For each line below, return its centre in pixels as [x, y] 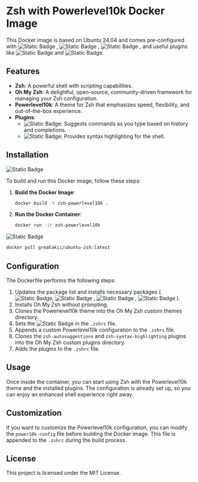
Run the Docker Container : [48, 215]
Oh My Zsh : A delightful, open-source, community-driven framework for [103, 92]
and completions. [45, 130]
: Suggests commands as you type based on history [125, 124]
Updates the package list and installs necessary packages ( [88, 292]
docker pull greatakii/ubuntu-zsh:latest [58, 248]
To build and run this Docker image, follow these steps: [73, 181]
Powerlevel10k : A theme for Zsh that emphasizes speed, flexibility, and [102, 105]
